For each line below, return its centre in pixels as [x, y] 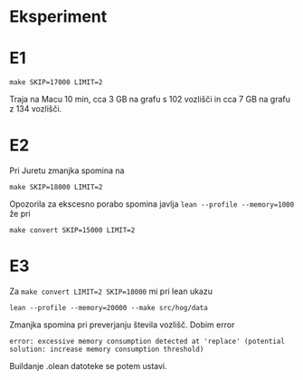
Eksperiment [58, 17]
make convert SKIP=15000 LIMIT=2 [72, 230]
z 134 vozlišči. [36, 109]
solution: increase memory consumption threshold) [107, 349]
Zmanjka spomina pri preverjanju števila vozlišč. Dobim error [122, 325]
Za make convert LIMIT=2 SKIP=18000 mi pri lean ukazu [111, 291]
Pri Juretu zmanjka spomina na [67, 171]
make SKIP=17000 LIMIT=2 [56, 83]
